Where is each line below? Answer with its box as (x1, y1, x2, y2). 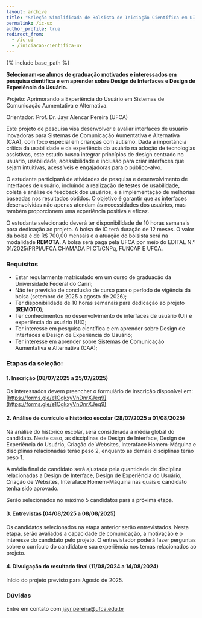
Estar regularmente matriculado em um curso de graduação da (14, 274, 172, 281)
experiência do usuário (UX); (14, 318, 87, 326)
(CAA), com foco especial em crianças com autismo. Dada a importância (6, 138, 187, 145)
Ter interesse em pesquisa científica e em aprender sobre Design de (14, 325, 186, 332)
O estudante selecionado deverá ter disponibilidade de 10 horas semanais (6, 219, 190, 227)
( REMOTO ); (14, 306, 44, 313)
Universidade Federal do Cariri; (14, 280, 93, 288)
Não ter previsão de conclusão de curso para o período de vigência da (14, 286, 191, 294)
